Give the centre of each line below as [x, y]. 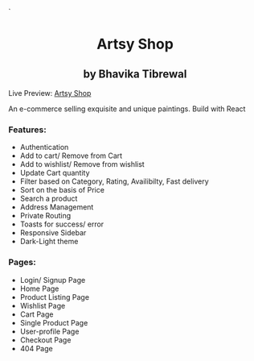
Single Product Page [54, 322]
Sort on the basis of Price [62, 190]
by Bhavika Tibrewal [135, 74]
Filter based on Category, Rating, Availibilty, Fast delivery [114, 181]
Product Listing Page [55, 297]
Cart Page [37, 314]
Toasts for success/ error [62, 224]
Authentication [44, 147]
